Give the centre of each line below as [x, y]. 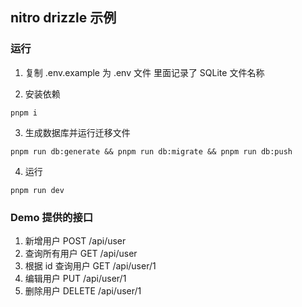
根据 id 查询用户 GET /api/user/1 [90, 265]
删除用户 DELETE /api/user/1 [83, 290]
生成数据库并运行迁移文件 [77, 132]
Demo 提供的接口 [52, 217]
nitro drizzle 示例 [63, 18]
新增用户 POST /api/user [75, 240]
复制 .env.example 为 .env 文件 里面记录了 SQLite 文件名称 [144, 72]
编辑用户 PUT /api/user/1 [75, 278]
